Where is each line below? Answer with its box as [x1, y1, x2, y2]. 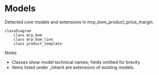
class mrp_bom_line [13, 37, 53, 42]
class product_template [13, 41, 62, 46]
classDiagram [4, 28, 31, 33]
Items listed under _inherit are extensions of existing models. [11, 64, 135, 70]
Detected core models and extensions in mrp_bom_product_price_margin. [4, 19, 154, 25]
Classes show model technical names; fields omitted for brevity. [11, 59, 141, 65]
